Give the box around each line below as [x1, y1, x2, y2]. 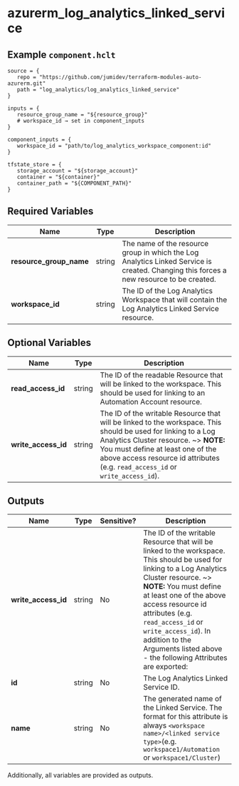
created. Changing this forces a [122, 265, 228, 275]
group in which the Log [122, 247, 199, 257]
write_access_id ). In [143, 626, 211, 636]
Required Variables [7, 205, 94, 218]
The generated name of [143, 694, 222, 704]
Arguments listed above [143, 644, 223, 654]
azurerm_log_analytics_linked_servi [7, 5, 225, 21]
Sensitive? [100, 516, 137, 526]
